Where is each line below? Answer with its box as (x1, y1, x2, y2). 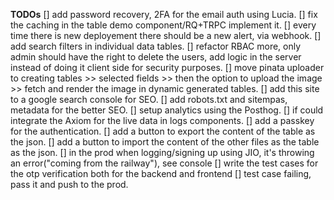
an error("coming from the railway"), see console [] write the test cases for (10, 157, 319, 169)
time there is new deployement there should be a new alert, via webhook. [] (10, 30, 322, 41)
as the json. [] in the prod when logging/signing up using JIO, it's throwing (10, 147, 315, 158)
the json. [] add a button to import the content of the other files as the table (10, 136, 320, 148)
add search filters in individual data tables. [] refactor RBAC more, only (10, 40, 302, 52)
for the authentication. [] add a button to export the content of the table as (10, 125, 316, 137)
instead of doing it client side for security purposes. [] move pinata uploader (10, 62, 325, 73)
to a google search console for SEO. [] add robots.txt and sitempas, (10, 94, 288, 105)
